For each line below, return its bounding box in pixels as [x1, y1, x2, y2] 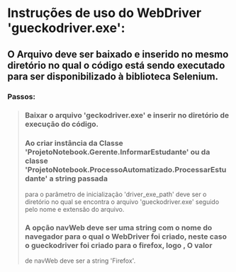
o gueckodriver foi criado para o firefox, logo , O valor [24, 240, 213, 250]
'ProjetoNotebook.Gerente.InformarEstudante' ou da [24, 147, 210, 157]
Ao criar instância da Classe [24, 138, 124, 148]
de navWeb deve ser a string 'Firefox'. [24, 256, 136, 265]
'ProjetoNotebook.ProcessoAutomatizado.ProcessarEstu [24, 165, 227, 175]
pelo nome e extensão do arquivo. [24, 205, 125, 213]
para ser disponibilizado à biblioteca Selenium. [7, 70, 218, 82]
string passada [55, 174, 108, 183]
